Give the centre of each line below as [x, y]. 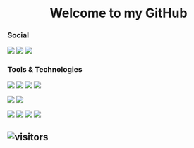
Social [18, 35]
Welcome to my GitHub [119, 13]
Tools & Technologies [45, 70]
